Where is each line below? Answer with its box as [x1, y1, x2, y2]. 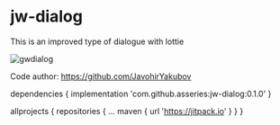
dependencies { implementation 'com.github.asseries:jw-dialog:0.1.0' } [10, 88, 272, 99]
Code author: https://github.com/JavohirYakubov [10, 70, 192, 82]
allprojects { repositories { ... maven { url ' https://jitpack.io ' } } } [10, 105, 244, 116]
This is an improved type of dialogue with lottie [10, 36, 185, 47]
